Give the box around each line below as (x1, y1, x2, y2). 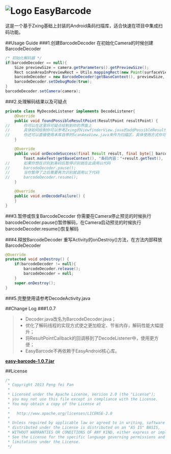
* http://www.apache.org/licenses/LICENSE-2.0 (7, 411, 113, 416)
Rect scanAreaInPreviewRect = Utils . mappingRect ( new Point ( (14, 69, 145, 75)
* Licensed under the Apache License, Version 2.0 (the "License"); (7, 392, 156, 397)
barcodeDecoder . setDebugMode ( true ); (14, 79, 93, 84)
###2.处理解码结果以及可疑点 (5, 98, 67, 105)
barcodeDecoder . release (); (23, 266, 81, 271)
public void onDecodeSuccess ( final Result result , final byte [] (14, 151, 154, 156)
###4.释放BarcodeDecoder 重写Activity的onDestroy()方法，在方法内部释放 (5, 236, 162, 242)
